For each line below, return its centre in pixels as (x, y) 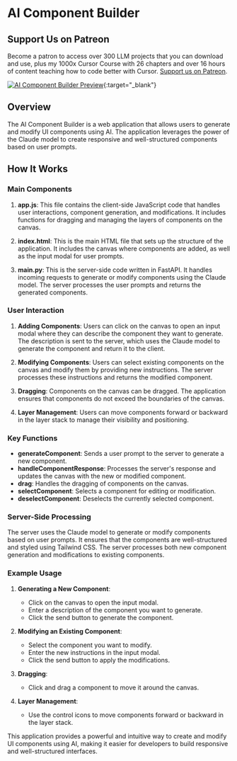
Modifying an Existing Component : (70, 631)
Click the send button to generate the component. (101, 617)
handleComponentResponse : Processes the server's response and (117, 469)
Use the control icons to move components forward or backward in (126, 715)
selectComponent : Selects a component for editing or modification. (117, 491)
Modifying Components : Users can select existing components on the (121, 362)
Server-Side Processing (49, 517)
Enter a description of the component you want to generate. (115, 610)
